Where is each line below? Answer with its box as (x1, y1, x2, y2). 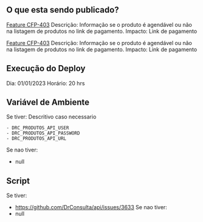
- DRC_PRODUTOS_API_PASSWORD (6, 130, 80, 136)
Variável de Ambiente (6, 97, 90, 108)
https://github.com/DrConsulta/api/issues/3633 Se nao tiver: (15, 204, 167, 211)
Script (6, 176, 30, 186)
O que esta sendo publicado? (6, 5, 120, 15)
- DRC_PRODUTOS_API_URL (6, 136, 67, 142)
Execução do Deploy (6, 63, 86, 74)
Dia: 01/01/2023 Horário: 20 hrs (6, 79, 85, 87)
